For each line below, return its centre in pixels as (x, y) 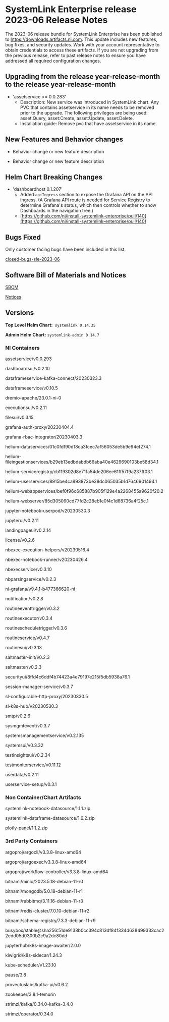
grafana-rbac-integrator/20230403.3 (44, 437)
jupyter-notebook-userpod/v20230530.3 (48, 511)
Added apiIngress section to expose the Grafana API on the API (86, 195)
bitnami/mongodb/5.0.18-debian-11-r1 (44, 891)
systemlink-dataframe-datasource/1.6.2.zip (50, 818)
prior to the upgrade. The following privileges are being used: (84, 112)
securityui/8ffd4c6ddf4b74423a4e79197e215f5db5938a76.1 (68, 677)
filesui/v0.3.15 (19, 418)
